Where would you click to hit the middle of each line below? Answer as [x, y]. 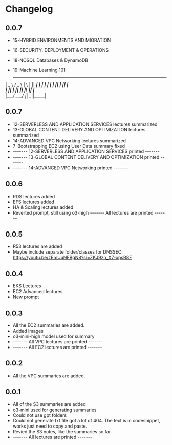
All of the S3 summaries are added [49, 404]
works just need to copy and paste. [50, 426]
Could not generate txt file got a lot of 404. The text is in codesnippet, [86, 420]
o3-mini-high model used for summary [53, 336]
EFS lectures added [34, 202]
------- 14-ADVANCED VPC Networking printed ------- [70, 168]
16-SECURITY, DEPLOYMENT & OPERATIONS [61, 50]
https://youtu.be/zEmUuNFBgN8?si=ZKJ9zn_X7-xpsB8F [72, 258]
